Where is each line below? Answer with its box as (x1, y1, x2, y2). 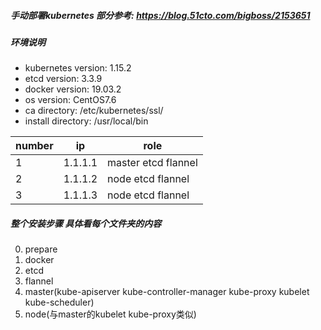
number (15, 139, 54, 153)
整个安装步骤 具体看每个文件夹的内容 (10, 217, 162, 229)
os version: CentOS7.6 (24, 94, 117, 106)
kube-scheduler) (24, 296, 95, 309)
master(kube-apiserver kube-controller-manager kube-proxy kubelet (24, 286, 310, 298)
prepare (24, 243, 58, 255)
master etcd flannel (107, 156, 198, 170)
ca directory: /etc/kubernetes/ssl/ (24, 105, 164, 117)
